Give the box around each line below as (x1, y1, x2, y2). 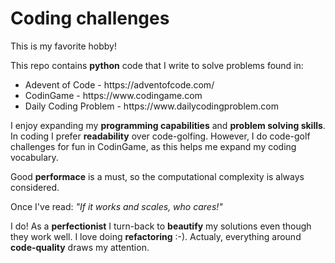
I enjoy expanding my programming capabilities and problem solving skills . (10, 119, 326, 131)
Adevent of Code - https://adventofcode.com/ (24, 78, 215, 91)
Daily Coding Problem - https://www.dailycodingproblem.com (24, 100, 279, 112)
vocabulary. (10, 151, 59, 163)
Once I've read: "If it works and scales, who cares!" (10, 200, 223, 212)
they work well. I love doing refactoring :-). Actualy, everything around (10, 230, 302, 242)
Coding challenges (10, 7, 170, 30)
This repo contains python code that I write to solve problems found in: (10, 59, 304, 71)
